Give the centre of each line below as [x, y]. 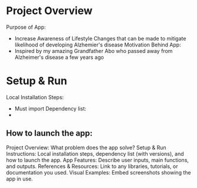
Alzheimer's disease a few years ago [59, 57]
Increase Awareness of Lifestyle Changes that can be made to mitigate [100, 38]
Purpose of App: [26, 27]
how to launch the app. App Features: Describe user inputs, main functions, [98, 160]
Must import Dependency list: [50, 108]
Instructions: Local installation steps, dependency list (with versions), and [95, 153]
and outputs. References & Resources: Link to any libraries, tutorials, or [92, 166]
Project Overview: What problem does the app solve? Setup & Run [86, 147]
